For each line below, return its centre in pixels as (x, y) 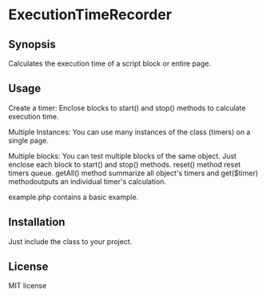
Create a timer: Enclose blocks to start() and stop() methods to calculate (127, 108)
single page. (29, 140)
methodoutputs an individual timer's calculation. (87, 181)
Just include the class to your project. (70, 241)
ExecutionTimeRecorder (90, 15)
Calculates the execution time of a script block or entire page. (110, 63)
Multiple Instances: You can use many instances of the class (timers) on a (129, 132)
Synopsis (32, 44)
